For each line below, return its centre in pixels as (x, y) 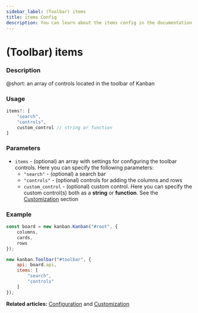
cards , (25, 238)
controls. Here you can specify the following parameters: (84, 167)
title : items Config (32, 17)
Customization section (51, 199)
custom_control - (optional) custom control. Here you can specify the (108, 186)
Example (19, 214)
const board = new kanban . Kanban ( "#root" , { (62, 227)
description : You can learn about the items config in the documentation (99, 23)
